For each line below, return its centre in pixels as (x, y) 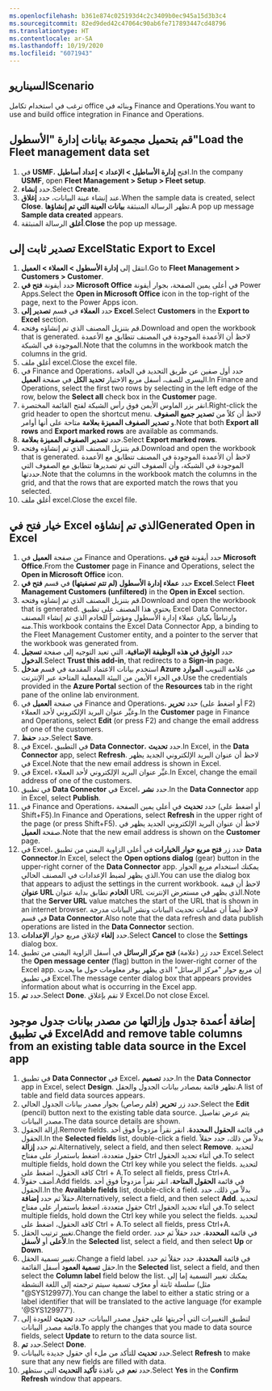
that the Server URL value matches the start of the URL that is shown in (140, 901)
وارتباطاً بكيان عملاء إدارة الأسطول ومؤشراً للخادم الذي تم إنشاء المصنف (129, 618)
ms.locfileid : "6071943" (51, 53)
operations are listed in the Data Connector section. (107, 927)
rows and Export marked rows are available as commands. (119, 431)
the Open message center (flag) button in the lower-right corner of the (139, 961)
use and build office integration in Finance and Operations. (107, 114)
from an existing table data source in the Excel (128, 1046)
